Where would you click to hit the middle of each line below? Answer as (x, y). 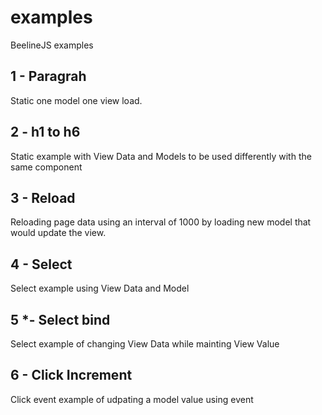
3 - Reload (43, 197)
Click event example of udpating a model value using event (132, 399)
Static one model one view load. (76, 100)
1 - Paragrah (48, 76)
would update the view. (58, 233)
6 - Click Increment (71, 375)
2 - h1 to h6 (45, 132)
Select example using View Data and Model (100, 288)
